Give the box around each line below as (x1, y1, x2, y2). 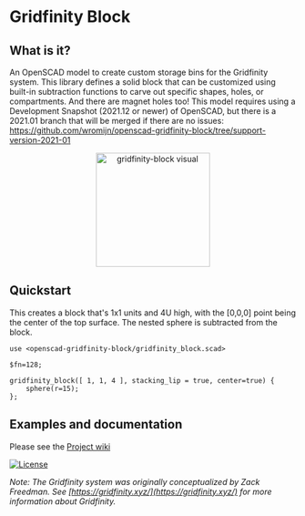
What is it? (9, 43, 71, 58)
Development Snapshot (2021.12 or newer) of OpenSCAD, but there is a (9, 106, 277, 116)
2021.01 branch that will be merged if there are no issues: (9, 116, 225, 126)
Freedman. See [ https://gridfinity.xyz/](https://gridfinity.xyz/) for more (9, 486, 272, 497)
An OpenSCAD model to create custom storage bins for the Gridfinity (9, 67, 269, 77)
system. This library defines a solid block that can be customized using (9, 77, 276, 88)
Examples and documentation (9, 417, 183, 432)
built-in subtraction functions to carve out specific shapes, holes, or (9, 87, 264, 97)
